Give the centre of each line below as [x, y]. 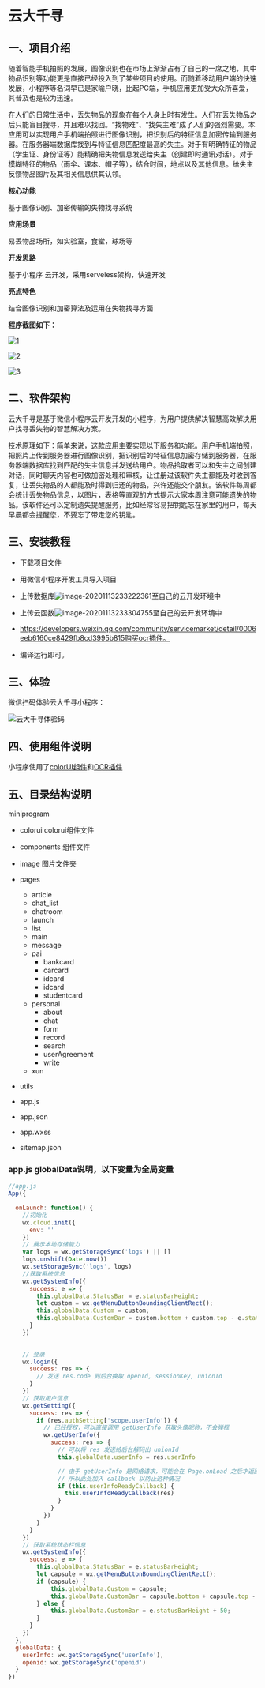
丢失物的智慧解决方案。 [67, 428]
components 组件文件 [55, 847]
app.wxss [35, 1132]
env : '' [42, 1230]
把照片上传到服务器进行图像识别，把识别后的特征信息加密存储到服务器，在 [129, 455]
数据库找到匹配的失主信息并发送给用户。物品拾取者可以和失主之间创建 [143, 465]
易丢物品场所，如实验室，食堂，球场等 [70, 241]
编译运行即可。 [44, 654]
